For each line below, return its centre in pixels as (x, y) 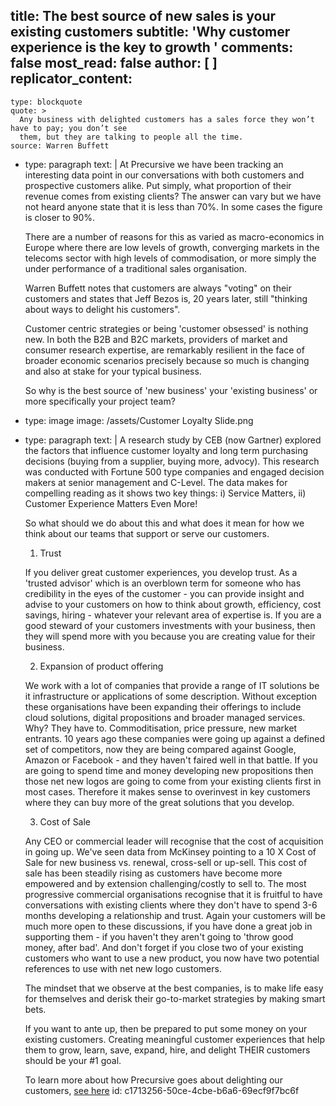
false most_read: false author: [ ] (114, 63)
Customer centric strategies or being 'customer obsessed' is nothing (166, 328)
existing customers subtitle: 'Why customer (150, 32)
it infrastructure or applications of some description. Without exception (171, 696)
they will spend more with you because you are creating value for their (170, 636)
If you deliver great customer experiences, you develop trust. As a (161, 572)
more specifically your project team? (100, 401)
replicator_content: (71, 79)
